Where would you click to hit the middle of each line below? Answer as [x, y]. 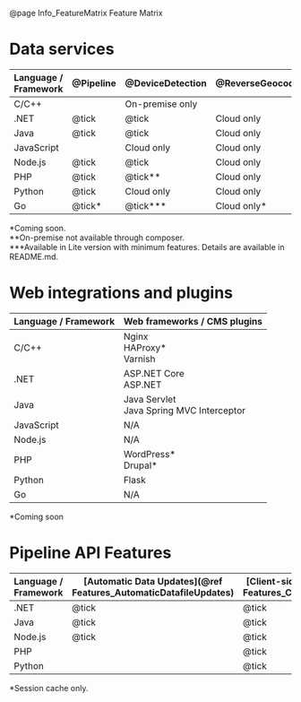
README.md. [34, 256]
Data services [62, 49]
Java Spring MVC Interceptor [185, 410]
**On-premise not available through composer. [97, 238]
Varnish [139, 359]
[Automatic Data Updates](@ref [153, 581]
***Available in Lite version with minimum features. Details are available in [147, 247]
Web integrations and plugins [121, 293]
